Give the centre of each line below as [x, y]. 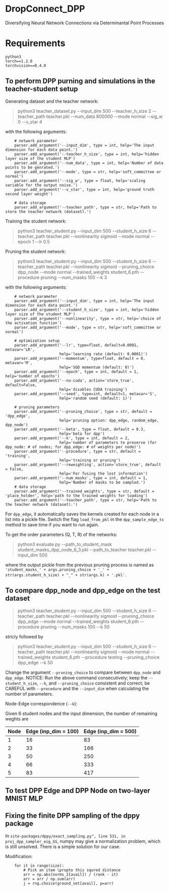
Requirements [35, 43]
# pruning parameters [37, 407]
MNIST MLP [24, 798]
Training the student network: [36, 221]
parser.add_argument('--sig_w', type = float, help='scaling [80, 181]
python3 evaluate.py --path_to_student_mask [65, 544]
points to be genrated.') [32, 167]
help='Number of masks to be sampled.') [102, 482]
